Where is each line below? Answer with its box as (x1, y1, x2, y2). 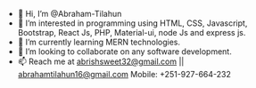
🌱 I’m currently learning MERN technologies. (17, 36, 181, 47)
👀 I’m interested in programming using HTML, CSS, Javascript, (17, 18, 248, 28)
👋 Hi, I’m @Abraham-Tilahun (17, 9, 122, 19)
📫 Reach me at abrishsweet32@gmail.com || (17, 56, 185, 67)
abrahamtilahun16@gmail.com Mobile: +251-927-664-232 (17, 69, 232, 79)
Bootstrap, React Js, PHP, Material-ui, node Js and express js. (17, 28, 246, 37)
